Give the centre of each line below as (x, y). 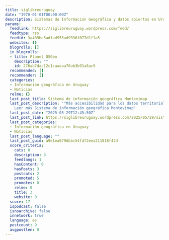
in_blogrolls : (24, 52)
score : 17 (20, 202)
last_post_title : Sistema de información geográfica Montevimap (78, 99)
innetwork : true (27, 216)
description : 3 (30, 155)
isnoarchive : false (30, 211)
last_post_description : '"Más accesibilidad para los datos (74, 104)
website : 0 (26, 197)
